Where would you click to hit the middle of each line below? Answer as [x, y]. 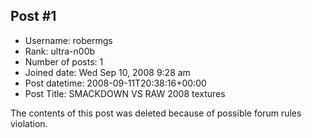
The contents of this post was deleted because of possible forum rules [156, 113]
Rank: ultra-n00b [60, 51]
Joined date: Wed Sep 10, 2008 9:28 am [107, 72]
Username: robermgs [68, 40]
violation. [29, 123]
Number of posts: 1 [64, 61]
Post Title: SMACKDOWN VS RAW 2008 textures [125, 93]
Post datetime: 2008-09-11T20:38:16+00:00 [115, 83]
